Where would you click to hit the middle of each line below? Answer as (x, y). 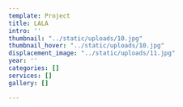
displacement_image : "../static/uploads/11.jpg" (92, 53)
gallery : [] (28, 83)
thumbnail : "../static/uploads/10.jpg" (76, 38)
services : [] (30, 76)
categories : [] (34, 68)
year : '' (23, 61)
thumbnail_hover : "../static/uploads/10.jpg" (86, 46)
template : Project (39, 16)
